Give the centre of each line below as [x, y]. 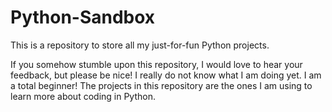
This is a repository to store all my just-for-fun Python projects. [140, 45]
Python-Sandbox [83, 17]
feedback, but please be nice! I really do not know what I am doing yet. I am [166, 75]
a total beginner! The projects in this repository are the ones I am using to [161, 85]
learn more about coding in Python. [83, 96]
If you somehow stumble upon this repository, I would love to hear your [156, 64]
